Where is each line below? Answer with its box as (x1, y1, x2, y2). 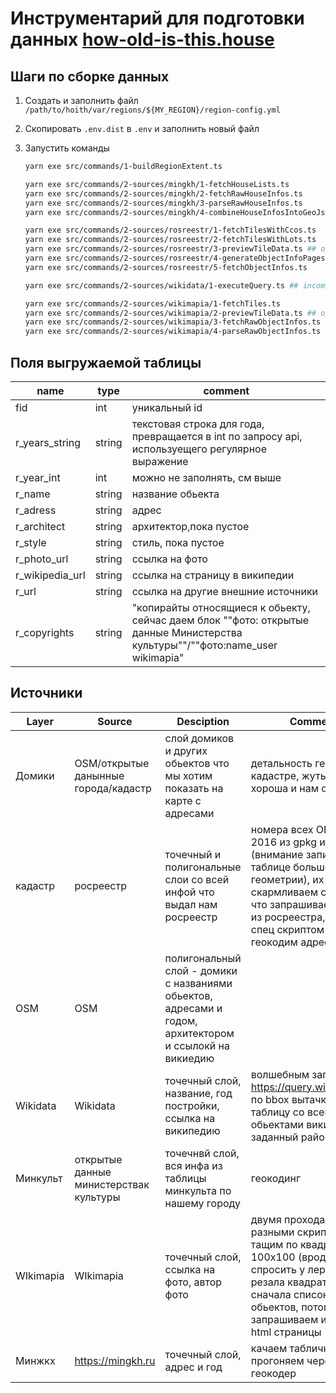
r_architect (15, 519, 66, 533)
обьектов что (164, 756, 230, 770)
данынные (74, 768, 125, 782)
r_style (15, 535, 47, 549)
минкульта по (164, 1183, 232, 1197)
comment (203, 383, 250, 397)
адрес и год (164, 1360, 223, 1374)
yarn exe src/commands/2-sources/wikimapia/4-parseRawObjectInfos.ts (24, 327, 322, 337)
